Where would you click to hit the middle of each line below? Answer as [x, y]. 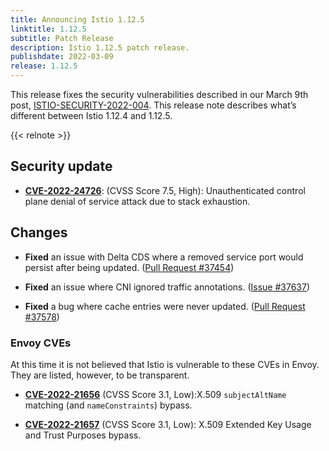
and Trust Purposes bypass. [83, 435]
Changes [39, 232]
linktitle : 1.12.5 [48, 29]
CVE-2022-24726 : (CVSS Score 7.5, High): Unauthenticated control [165, 190]
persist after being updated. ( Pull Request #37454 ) [129, 267]
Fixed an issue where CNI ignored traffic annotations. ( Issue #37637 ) [167, 287]
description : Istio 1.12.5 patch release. [100, 47]
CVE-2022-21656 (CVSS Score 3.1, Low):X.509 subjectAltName [155, 394]
